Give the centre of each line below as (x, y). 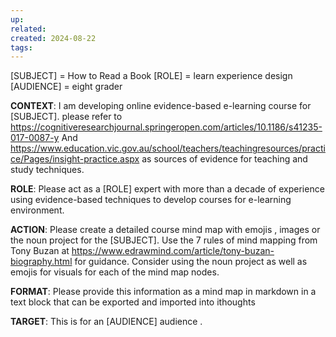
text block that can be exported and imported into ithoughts (133, 302)
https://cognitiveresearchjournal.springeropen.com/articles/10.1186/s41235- (166, 127)
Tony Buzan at (40, 251)
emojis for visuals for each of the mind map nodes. (115, 272)
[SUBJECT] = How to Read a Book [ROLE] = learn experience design (151, 76)
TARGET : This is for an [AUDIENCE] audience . (106, 322)
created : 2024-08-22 (53, 38)
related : (28, 29)
